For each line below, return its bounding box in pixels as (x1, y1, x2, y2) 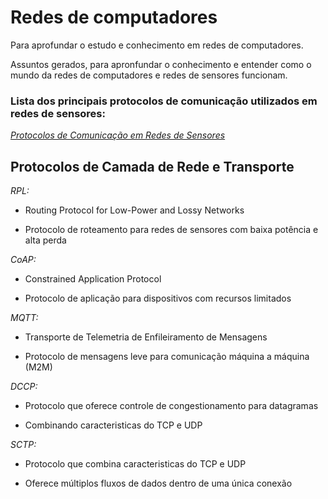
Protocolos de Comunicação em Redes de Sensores (10, 129, 226, 141)
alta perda (24, 234, 67, 246)
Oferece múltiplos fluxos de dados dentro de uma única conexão (24, 477, 293, 490)
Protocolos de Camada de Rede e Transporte (10, 158, 295, 175)
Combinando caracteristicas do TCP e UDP (24, 419, 203, 431)
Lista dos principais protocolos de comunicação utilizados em (10, 94, 318, 108)
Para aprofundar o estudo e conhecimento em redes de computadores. (10, 39, 304, 51)
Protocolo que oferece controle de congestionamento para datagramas (24, 400, 319, 412)
